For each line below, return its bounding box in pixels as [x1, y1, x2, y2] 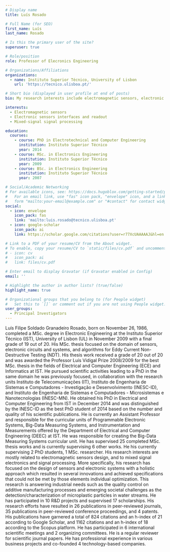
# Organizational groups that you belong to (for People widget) [5, 297, 146, 302]
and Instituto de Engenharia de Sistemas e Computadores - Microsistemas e [5, 389, 164, 396]
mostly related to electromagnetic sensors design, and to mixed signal [5, 454, 152, 460]
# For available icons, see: [5, 189, 67, 194]
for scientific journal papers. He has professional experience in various [5, 535, 153, 541]
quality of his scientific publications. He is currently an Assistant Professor [5, 411, 160, 417]
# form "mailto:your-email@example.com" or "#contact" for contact [5, 199, 155, 204]
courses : [10, 133, 28, 138]
